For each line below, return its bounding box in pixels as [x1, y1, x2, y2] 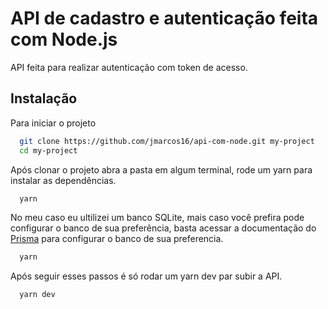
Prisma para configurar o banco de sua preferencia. [10, 233, 224, 245]
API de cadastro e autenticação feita [10, 7, 319, 30]
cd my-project [19, 145, 78, 156]
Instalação [10, 90, 78, 107]
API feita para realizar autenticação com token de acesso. [10, 61, 248, 73]
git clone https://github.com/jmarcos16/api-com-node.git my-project [19, 136, 315, 146]
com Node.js [10, 28, 118, 51]
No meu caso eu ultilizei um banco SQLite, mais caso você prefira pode [10, 212, 305, 224]
